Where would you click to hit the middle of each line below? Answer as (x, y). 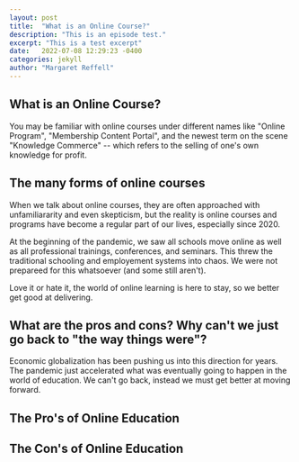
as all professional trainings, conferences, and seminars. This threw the (141, 251)
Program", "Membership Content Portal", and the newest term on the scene (149, 135)
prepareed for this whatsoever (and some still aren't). (108, 270)
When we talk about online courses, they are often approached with (135, 204)
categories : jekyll (46, 59)
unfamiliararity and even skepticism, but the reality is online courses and (143, 214)
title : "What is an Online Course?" (80, 26)
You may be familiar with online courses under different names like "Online (147, 126)
